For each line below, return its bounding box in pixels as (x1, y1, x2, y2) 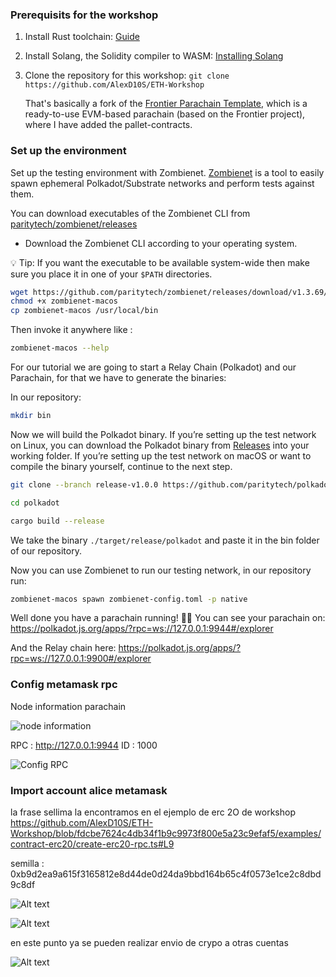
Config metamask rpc (10, 678, 118, 692)
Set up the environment (10, 144, 127, 158)
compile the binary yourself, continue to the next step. (10, 460, 233, 472)
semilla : (10, 858, 45, 870)
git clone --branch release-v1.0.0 (10, 479, 159, 490)
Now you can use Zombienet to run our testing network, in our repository (10, 564, 312, 576)
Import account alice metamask (10, 783, 168, 797)
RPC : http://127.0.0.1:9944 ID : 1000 (10, 739, 158, 751)
